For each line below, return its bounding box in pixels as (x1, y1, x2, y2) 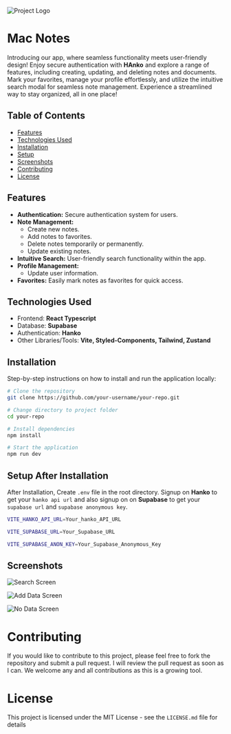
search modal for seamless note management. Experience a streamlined (7, 83, 212, 91)
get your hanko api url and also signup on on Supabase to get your (7, 496, 201, 503)
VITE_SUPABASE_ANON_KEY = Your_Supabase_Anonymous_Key (7, 541, 162, 547)
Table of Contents (7, 110, 86, 122)
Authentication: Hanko (16, 329, 81, 337)
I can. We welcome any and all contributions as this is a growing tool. (7, 667, 203, 675)
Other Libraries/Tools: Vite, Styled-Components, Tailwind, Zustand (16, 336, 211, 344)
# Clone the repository (7, 388, 76, 395)
